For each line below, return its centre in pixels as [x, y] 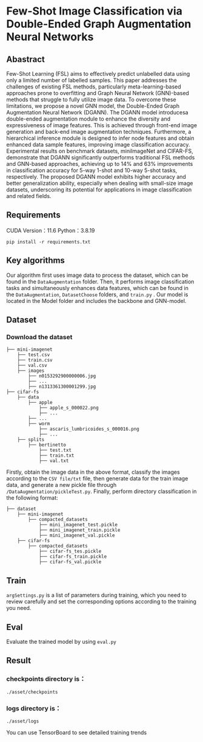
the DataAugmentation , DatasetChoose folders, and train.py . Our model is [97, 294]
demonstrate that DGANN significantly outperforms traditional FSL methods [101, 157]
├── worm [39, 424]
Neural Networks [50, 37]
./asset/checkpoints [32, 692]
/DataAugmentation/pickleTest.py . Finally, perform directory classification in [101, 491]
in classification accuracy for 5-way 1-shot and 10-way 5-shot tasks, [92, 170]
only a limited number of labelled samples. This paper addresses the [92, 80]
